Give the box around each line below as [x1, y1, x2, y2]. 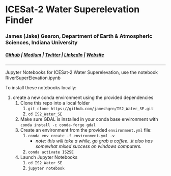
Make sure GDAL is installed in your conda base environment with [20, 116, 158, 122]
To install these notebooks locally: [5, 85, 77, 91]
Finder [5, 14, 34, 26]
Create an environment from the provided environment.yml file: [20, 127, 152, 133]
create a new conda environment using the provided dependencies [12, 94, 154, 100]
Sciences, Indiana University [5, 39, 78, 46]
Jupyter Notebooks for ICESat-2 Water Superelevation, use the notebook [5, 69, 158, 76]
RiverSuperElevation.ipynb [5, 75, 61, 81]
